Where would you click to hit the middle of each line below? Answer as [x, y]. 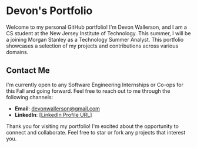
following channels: [30, 97]
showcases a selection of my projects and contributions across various [92, 46]
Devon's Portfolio [49, 11]
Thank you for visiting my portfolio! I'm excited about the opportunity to [93, 126]
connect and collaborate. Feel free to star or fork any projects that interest [96, 132]
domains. [17, 52]
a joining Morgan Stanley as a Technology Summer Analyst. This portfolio [95, 39]
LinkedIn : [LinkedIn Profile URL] [53, 115]
